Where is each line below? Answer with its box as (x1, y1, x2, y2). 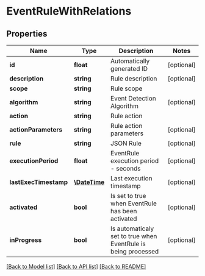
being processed (110, 247, 159, 255)
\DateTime (73, 178, 105, 186)
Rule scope (110, 84, 143, 93)
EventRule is (110, 239, 146, 248)
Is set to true (110, 192, 146, 200)
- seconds (110, 165, 141, 172)
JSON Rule (110, 139, 142, 147)
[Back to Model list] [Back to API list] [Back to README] (6, 263, 146, 270)
